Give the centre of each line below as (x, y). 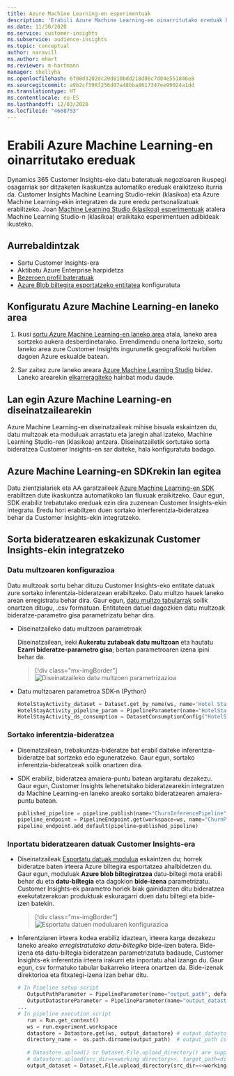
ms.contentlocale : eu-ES (43, 98)
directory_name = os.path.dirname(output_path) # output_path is (127, 1040)
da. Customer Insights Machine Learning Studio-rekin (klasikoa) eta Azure (114, 194)
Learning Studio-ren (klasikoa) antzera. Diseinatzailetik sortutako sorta (109, 442)
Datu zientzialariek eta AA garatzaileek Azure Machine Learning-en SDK (111, 488)
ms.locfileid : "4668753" (43, 111)
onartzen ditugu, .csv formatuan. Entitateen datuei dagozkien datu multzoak (116, 608)
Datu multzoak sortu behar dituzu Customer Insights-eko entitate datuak (111, 585)
